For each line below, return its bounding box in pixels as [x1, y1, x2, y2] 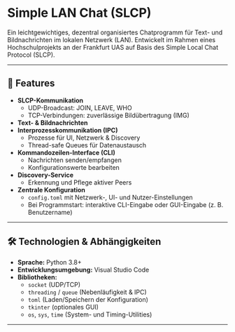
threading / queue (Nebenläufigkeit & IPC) [27, 288, 147, 296]
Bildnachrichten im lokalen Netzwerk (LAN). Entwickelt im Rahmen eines [7, 35, 215, 44]
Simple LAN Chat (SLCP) [7, 5, 152, 21]
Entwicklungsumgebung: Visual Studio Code [17, 265, 150, 274]
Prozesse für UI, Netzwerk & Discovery [27, 133, 141, 142]
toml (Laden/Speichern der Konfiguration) [27, 295, 149, 303]
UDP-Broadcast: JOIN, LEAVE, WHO [27, 103, 132, 112]
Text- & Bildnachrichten [17, 118, 88, 127]
